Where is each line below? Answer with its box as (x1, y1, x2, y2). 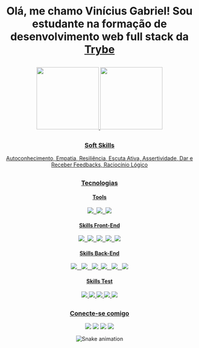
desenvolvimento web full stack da (10, 30, 189, 43)
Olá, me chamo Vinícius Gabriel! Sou (6, 4, 193, 18)
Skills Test (86, 277, 113, 285)
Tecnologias (81, 179, 118, 187)
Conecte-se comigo (69, 309, 130, 317)
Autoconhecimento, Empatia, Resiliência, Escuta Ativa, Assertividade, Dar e (6, 155, 193, 162)
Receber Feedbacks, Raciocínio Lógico (51, 161, 148, 168)
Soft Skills (84, 141, 115, 149)
